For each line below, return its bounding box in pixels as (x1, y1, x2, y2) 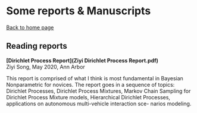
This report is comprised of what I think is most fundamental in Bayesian (6, 74, 183, 81)
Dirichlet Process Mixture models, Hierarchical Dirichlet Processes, (6, 93, 171, 101)
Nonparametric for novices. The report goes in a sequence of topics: (6, 81, 175, 88)
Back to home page (6, 24, 54, 31)
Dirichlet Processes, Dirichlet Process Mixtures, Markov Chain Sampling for (6, 87, 191, 95)
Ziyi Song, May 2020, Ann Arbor (6, 63, 85, 70)
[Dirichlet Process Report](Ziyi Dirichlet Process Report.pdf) (6, 56, 159, 64)
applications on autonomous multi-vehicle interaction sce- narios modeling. (6, 100, 192, 107)
